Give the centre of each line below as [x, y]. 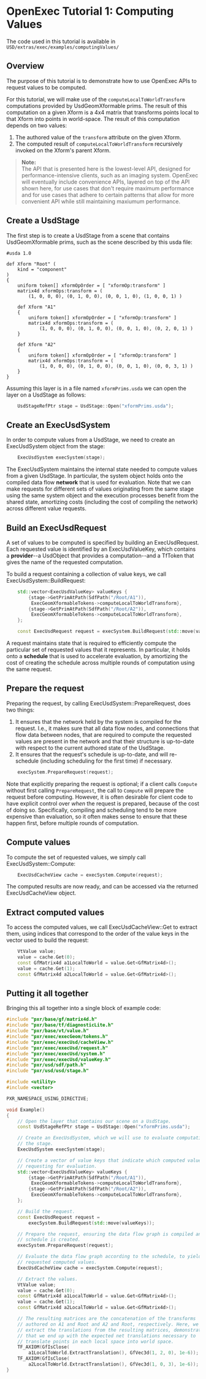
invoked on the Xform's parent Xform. [63, 150]
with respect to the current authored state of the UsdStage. [90, 748]
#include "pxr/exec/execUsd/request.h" [57, 1048]
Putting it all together [48, 994]
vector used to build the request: [48, 940]
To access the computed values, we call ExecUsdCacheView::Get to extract [102, 927]
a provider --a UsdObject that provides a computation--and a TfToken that [100, 555]
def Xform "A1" [37, 307]
